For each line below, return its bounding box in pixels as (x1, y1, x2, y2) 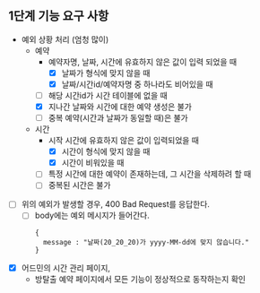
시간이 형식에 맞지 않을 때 (61, 146, 151, 157)
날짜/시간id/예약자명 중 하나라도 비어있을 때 (61, 79, 213, 90)
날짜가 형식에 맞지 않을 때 (61, 67, 151, 78)
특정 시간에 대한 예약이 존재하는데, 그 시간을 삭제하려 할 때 (48, 168, 252, 179)
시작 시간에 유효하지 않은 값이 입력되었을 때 (48, 135, 199, 146)
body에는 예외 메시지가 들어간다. (34, 210, 150, 221)
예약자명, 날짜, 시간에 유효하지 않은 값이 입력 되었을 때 (48, 56, 238, 67)
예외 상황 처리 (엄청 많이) (21, 34, 109, 45)
